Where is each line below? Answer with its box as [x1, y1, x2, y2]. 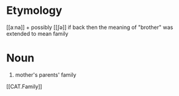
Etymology [6, 4, 62, 18]
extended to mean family [6, 30, 69, 37]
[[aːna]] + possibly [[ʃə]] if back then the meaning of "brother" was [6, 24, 174, 31]
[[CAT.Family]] [6, 83, 42, 90]
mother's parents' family [15, 71, 77, 78]
